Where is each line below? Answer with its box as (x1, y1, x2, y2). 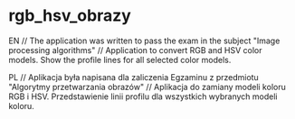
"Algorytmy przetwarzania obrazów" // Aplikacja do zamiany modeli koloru (8, 81, 286, 92)
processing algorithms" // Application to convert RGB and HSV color (8, 44, 262, 55)
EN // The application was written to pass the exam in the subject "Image (8, 35, 281, 46)
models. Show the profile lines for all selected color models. (8, 54, 232, 65)
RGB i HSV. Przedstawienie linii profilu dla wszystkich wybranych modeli (8, 91, 278, 102)
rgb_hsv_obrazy (8, 5, 132, 26)
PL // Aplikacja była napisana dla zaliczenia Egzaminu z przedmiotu (8, 71, 259, 82)
